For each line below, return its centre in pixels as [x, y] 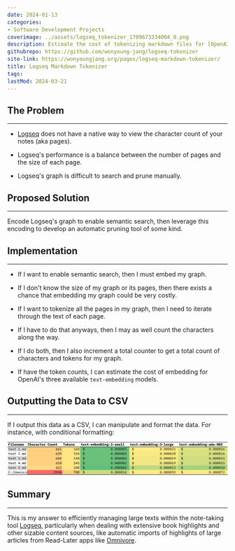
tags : [15, 74]
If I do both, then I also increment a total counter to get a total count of [119, 351]
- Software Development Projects [56, 29]
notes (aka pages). [44, 141]
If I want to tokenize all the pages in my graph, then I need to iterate [114, 309]
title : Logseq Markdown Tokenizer [58, 67]
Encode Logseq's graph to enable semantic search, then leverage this [108, 221]
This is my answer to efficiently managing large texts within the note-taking [115, 517]
